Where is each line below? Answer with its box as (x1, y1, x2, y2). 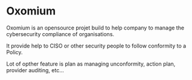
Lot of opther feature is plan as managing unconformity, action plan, (6, 60, 176, 67)
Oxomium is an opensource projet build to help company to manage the (6, 24, 185, 31)
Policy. (6, 48, 23, 55)
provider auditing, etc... (6, 66, 65, 73)
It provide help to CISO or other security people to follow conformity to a (6, 42, 187, 49)
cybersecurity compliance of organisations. (6, 30, 115, 37)
